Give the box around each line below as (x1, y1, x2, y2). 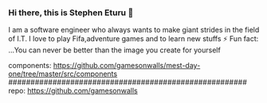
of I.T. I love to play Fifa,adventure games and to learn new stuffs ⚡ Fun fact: (8, 34, 259, 44)
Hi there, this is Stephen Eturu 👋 (8, 7, 134, 18)
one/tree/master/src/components (8, 69, 118, 78)
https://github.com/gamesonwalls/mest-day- (53, 61, 201, 71)
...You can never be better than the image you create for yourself (8, 45, 221, 55)
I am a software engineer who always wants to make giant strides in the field (8, 25, 260, 35)
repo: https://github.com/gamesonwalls (8, 86, 138, 96)
